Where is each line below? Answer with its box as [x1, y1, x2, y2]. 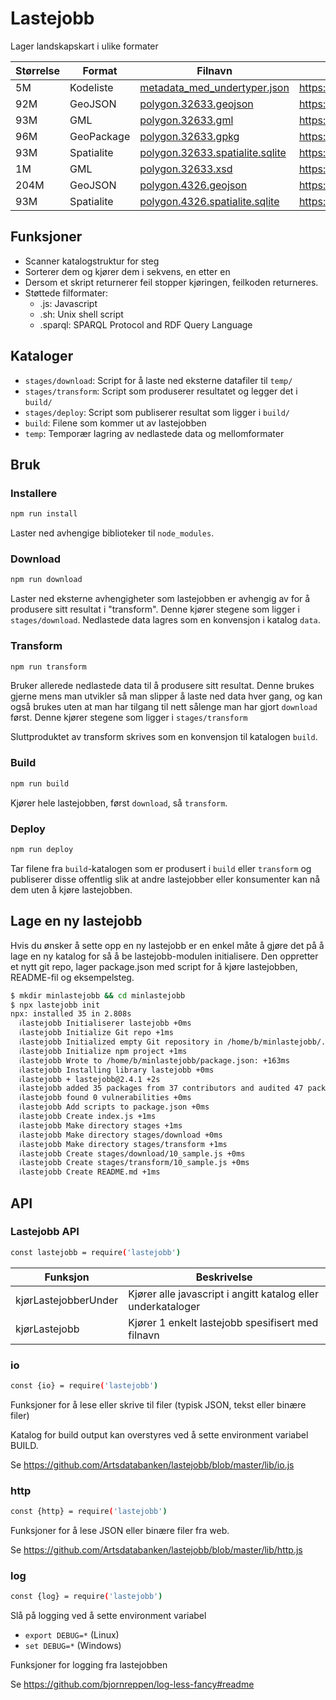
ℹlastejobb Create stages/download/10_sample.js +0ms [19, 1148, 246, 1159]
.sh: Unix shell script [39, 308, 124, 320]
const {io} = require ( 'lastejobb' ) [10, 1380, 159, 1391]
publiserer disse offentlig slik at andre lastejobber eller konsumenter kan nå [10, 873, 321, 885]
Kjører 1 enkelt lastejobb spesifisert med [128, 1315, 319, 1329]
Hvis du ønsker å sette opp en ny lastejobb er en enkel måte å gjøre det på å [10, 939, 325, 951]
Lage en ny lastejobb [10, 913, 143, 930]
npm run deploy [10, 844, 74, 854]
